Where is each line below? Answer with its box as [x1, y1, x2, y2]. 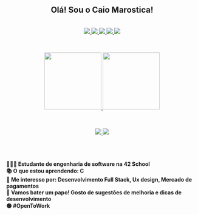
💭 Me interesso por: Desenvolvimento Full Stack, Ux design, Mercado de [6, 176, 193, 183]
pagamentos [6, 182, 39, 189]
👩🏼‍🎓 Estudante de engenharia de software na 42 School [6, 160, 150, 168]
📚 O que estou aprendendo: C [6, 167, 84, 174]
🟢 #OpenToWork [6, 202, 50, 209]
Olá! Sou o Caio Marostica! [50, 5, 154, 15]
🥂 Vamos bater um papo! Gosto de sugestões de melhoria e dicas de [6, 188, 182, 196]
